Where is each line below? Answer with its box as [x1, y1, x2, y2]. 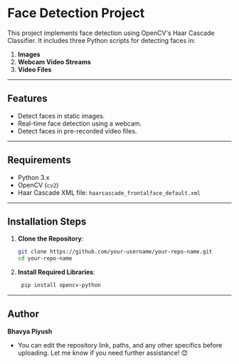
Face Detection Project [7, 5, 145, 21]
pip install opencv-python [21, 282, 101, 289]
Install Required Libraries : [17, 268, 96, 276]
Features [7, 93, 48, 105]
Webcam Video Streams [17, 57, 91, 66]
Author [7, 308, 39, 320]
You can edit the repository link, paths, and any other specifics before [17, 340, 223, 349]
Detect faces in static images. [17, 111, 105, 120]
